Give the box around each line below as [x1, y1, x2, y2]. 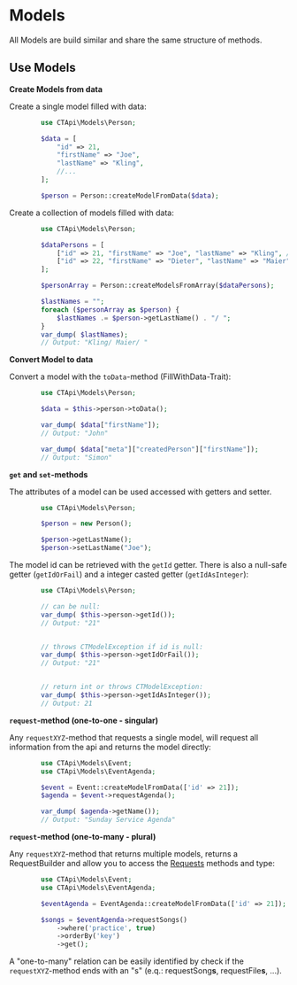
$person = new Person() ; [41, 519, 133, 528]
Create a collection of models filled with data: [9, 207, 174, 218]
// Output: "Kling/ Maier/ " [41, 338, 148, 347]
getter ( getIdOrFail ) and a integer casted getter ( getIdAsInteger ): [9, 569, 249, 579]
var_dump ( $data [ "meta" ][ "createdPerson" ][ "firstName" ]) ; [41, 445, 259, 454]
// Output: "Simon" [41, 453, 113, 461]
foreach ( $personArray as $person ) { [41, 305, 179, 314]
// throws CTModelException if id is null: [41, 642, 203, 651]
